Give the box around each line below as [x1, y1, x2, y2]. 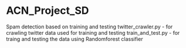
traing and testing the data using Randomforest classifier [6, 35, 143, 42]
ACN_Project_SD [6, 4, 89, 17]
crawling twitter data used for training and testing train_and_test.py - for [6, 29, 180, 36]
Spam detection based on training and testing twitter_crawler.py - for [6, 23, 173, 30]
